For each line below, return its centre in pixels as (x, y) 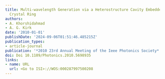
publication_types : (25, 42)
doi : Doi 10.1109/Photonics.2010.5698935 (48, 55)
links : (12, 60)
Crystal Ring (23, 14)
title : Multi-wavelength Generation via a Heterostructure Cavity (74, 10)
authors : (14, 19)
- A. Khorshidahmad (25, 23)
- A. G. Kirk (18, 28)
